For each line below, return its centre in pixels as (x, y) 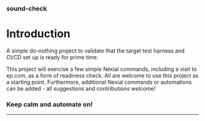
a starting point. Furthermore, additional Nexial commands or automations (99, 82)
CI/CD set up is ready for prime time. (52, 57)
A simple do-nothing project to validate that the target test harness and (95, 51)
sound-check (27, 9)
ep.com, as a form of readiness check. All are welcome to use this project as (103, 75)
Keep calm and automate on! (50, 104)
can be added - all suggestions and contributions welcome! (81, 88)
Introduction (38, 34)
